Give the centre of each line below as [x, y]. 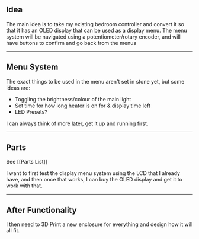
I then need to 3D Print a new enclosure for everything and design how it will [99, 224]
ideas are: [18, 88]
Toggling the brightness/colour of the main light [73, 99]
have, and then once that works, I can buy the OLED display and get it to [94, 180]
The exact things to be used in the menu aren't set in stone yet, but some [95, 81]
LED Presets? [31, 111]
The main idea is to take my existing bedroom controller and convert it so [95, 24]
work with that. [24, 186]
